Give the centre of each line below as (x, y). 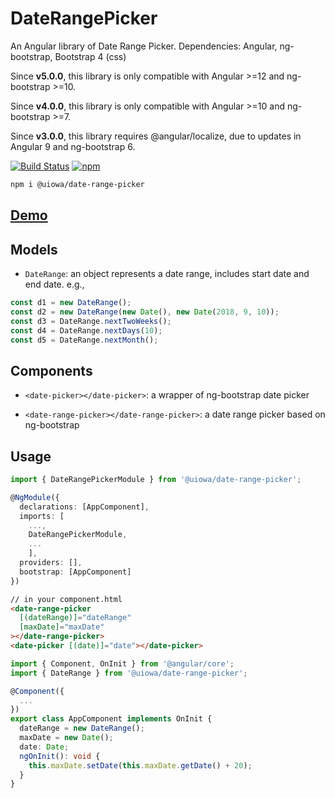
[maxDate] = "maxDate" (62, 627)
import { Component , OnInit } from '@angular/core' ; (122, 663)
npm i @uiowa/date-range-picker (77, 184)
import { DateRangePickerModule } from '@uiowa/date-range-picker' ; (156, 480)
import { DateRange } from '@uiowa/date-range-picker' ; (129, 673)
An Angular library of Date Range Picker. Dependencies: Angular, (144, 46)
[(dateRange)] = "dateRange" (75, 618)
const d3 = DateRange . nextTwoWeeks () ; (91, 321)
